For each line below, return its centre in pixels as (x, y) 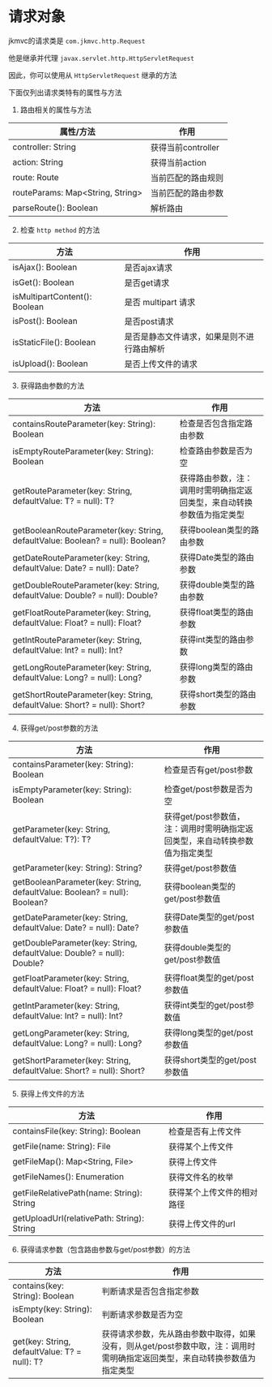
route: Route (36, 177)
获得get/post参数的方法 (59, 728)
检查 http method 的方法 (60, 230)
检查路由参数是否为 (216, 450)
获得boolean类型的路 (219, 530)
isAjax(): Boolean (45, 267)
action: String (38, 162)
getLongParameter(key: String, (71, 1033)
